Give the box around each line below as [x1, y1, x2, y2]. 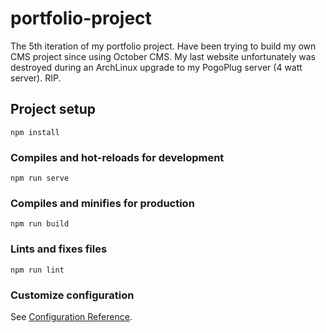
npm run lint [10, 265, 65, 275]
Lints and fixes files [10, 242, 108, 256]
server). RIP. [10, 72, 62, 84]
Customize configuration [10, 288, 135, 302]
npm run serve [10, 173, 70, 184]
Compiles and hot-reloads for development [10, 150, 225, 164]
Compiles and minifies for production [10, 196, 195, 210]
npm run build [10, 219, 70, 229]
